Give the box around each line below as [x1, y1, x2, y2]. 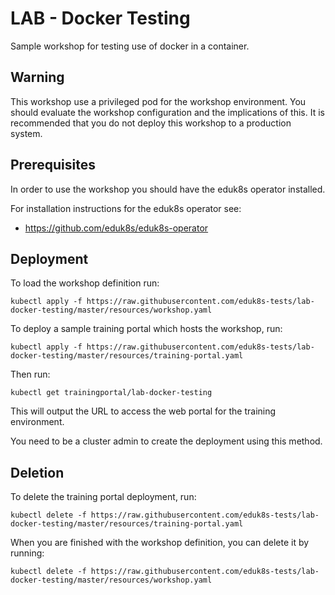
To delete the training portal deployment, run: [10, 491, 197, 503]
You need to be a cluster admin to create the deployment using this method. [10, 435, 323, 447]
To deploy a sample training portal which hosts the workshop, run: [10, 323, 283, 335]
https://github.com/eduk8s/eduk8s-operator [24, 222, 209, 234]
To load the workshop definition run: [10, 277, 160, 289]
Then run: [10, 368, 51, 381]
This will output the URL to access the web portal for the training [10, 405, 277, 417]
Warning [10, 69, 65, 86]
